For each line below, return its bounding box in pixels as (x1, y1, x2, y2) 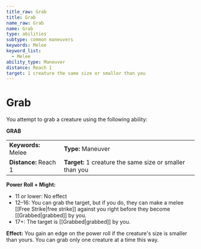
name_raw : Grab (6, 20, 44, 26)
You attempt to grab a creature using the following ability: (6, 116, 148, 123)
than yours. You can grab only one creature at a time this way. (6, 236, 159, 244)
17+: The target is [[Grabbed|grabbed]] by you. (14, 218, 131, 226)
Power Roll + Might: (6, 181, 56, 188)
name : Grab (6, 25, 33, 32)
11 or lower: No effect (14, 193, 68, 200)
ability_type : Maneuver (6, 59, 66, 65)
